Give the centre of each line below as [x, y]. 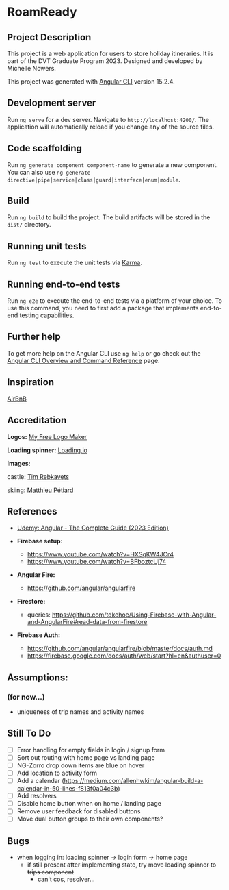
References [32, 511]
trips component [50, 872]
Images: [19, 463]
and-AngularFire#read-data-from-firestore [87, 622]
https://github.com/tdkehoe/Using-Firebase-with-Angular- [134, 615]
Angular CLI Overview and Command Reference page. [83, 360]
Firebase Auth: [38, 635]
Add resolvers [37, 796]
